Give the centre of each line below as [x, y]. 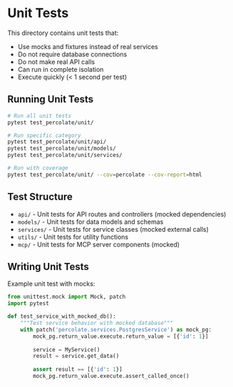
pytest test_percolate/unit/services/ [65, 155]
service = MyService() [67, 350]
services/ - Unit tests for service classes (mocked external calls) [113, 229]
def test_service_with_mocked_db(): [62, 316]
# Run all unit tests [40, 115]
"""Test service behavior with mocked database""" [97, 323]
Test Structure [40, 197]
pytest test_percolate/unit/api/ [57, 142]
